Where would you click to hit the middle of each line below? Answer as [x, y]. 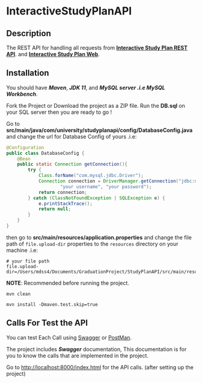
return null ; [54, 209]
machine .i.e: [22, 250]
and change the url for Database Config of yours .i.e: [72, 136]
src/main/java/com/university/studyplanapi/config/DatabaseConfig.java [99, 130]
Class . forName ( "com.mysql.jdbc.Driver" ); [91, 176]
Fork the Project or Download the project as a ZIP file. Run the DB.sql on [96, 105]
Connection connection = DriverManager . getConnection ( [109, 181]
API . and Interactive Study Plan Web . [53, 54]
